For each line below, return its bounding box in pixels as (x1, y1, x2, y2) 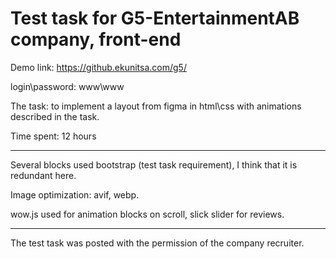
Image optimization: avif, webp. (10, 188, 140, 201)
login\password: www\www (10, 80, 125, 92)
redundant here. (10, 169, 77, 181)
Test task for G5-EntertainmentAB (10, 7, 300, 30)
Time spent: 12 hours (10, 130, 97, 142)
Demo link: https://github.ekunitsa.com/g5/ (10, 61, 187, 73)
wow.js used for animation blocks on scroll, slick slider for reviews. (10, 208, 285, 220)
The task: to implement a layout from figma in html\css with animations (10, 100, 302, 112)
